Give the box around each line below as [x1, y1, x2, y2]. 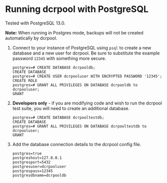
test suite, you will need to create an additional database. [12, 105, 130, 111]
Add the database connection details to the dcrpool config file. [12, 141, 141, 147]
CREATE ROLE [12, 78, 37, 83]
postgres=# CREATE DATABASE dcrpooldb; [12, 65, 96, 70]
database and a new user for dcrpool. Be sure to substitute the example [12, 50, 160, 56]
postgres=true [12, 151, 42, 156]
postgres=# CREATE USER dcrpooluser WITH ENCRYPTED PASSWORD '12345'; [12, 73, 163, 78]
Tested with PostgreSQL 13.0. [5, 20, 66, 26]
